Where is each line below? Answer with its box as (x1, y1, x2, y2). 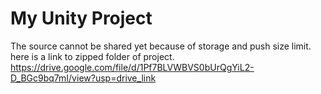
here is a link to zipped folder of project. (10, 50, 175, 62)
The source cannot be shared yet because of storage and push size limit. (10, 40, 312, 52)
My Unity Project (10, 7, 153, 30)
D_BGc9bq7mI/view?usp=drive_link (10, 72, 157, 84)
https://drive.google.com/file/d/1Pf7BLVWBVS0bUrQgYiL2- (10, 61, 255, 73)
